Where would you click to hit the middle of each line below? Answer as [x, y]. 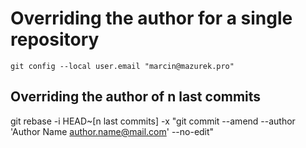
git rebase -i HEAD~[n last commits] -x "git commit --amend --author [153, 121]
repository [55, 39]
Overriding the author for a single [151, 18]
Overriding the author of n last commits [136, 97]
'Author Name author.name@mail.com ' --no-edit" [112, 131]
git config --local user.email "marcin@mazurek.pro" [122, 66]
